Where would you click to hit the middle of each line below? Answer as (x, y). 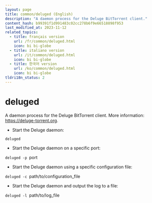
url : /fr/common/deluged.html (45, 41)
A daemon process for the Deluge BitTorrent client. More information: (75, 115)
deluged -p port (21, 157)
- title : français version (37, 37)
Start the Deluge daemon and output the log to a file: (65, 185)
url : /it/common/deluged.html (45, 55)
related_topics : (22, 32)
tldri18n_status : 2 (25, 78)
